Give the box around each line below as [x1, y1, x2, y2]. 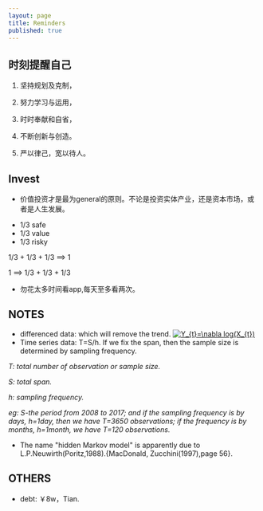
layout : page [8, 11, 52, 20]
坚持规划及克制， [19, 81, 77, 90]
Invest [8, 172, 40, 186]
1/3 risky [19, 237, 48, 246]
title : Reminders [8, 19, 66, 27]
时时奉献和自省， [19, 115, 77, 124]
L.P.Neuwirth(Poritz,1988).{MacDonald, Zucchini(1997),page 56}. [19, 448, 234, 458]
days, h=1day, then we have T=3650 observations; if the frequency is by [8, 416, 247, 426]
